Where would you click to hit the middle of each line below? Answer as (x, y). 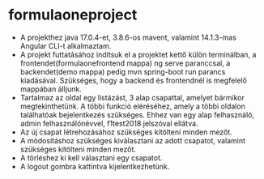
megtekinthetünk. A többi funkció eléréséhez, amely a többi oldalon (132, 106)
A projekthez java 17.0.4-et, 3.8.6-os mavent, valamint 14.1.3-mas (128, 37)
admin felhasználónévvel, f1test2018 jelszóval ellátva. (109, 123)
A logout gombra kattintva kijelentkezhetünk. (95, 166)
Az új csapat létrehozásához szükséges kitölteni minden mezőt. (126, 132)
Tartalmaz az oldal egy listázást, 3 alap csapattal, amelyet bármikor (132, 97)
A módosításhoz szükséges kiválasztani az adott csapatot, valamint (132, 140)
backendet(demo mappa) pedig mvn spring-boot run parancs (123, 71)
